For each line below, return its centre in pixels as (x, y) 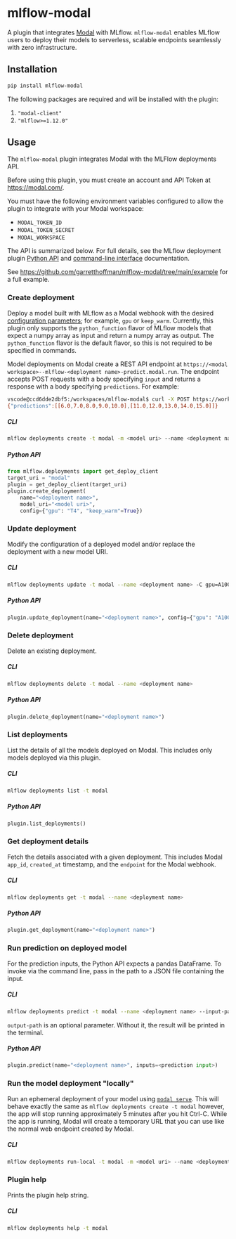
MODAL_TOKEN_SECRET (46, 231)
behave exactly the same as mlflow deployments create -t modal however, (116, 1106)
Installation (32, 69)
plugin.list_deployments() (47, 824)
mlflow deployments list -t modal (58, 791)
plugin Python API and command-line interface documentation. (98, 259)
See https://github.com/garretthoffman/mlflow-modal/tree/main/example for (118, 272)
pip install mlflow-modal (45, 86)
